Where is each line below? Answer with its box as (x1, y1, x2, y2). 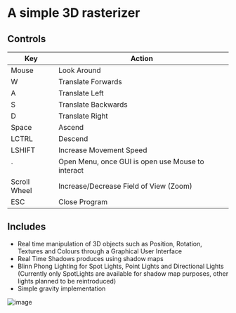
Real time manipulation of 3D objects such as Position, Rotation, (17, 239, 202, 248)
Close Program (58, 197, 108, 206)
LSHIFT (11, 145, 36, 155)
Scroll (11, 177, 30, 187)
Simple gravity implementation (17, 284, 106, 293)
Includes (7, 221, 46, 233)
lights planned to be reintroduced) (17, 277, 117, 285)
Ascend (58, 123, 84, 132)
